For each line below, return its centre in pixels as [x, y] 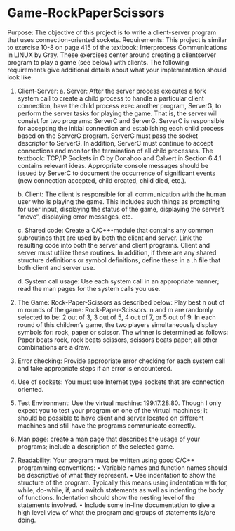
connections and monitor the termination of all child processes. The [115, 151]
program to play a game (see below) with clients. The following [98, 62]
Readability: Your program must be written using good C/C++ [106, 460]
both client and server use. [56, 267]
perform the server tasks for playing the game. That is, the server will [117, 113]
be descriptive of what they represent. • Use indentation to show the [116, 475]
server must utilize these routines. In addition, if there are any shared [117, 252]
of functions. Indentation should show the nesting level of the [106, 497]
